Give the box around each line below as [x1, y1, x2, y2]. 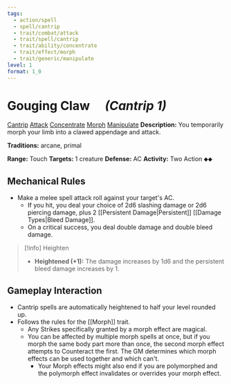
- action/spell [13, 17, 57, 24]
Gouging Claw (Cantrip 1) [7, 98, 167, 113]
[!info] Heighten [24, 244, 69, 253]
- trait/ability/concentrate [13, 42, 98, 49]
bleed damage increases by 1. [34, 264, 120, 273]
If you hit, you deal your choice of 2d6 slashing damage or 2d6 [27, 201, 207, 210]
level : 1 [7, 62, 33, 68]
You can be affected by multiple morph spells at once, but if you [27, 333, 210, 341]
